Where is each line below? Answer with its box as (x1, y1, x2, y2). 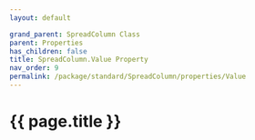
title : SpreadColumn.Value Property (9, 55, 148, 65)
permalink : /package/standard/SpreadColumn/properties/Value (9, 72, 247, 82)
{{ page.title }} (9, 111, 122, 132)
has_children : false (9, 46, 88, 55)
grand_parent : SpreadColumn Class (9, 29, 141, 39)
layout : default (9, 13, 71, 23)
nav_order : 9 (9, 64, 59, 73)
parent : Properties (9, 38, 84, 47)
